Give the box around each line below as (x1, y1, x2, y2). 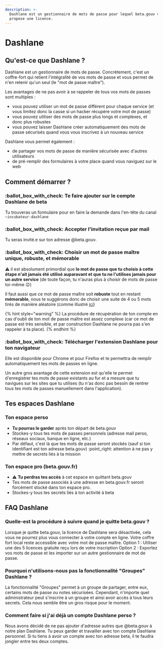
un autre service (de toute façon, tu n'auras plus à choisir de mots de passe (5, 276, 158, 282)
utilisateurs (12, 154, 34, 159)
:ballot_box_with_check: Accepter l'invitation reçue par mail (5, 225, 149, 232)
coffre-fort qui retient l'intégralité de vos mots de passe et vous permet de (5, 74, 154, 80)
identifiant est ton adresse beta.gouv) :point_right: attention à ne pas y (12, 445, 153, 452)
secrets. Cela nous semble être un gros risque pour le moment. (5, 599, 131, 605)
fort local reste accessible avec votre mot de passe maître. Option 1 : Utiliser (5, 540, 157, 546)
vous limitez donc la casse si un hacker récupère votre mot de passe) (12, 109, 151, 115)
